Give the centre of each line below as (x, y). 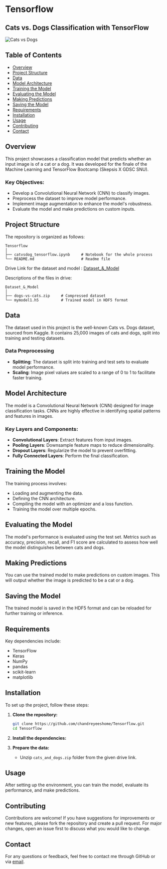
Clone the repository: (35, 714)
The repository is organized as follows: (45, 237)
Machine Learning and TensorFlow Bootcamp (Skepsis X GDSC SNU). (77, 169)
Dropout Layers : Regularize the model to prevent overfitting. (75, 450)
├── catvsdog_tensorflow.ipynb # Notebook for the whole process (79, 255)
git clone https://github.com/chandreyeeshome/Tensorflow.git (78, 724)
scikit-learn (24, 672)
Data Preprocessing (30, 351)
